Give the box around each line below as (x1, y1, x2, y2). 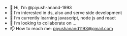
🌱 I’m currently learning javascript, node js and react (9, 15, 116, 20)
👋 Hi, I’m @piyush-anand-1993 (9, 5, 72, 10)
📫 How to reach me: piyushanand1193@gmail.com (9, 26, 113, 31)
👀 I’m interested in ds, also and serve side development (9, 10, 122, 16)
